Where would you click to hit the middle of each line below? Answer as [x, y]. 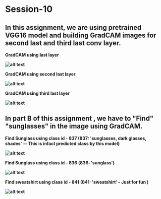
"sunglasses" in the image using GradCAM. [74, 126]
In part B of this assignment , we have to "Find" [79, 118]
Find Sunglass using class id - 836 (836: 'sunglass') [60, 163]
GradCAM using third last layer [38, 93]
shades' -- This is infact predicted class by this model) [62, 143]
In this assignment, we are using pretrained [73, 28]
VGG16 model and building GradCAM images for [81, 35]
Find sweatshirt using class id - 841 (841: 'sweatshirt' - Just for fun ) [77, 182]
